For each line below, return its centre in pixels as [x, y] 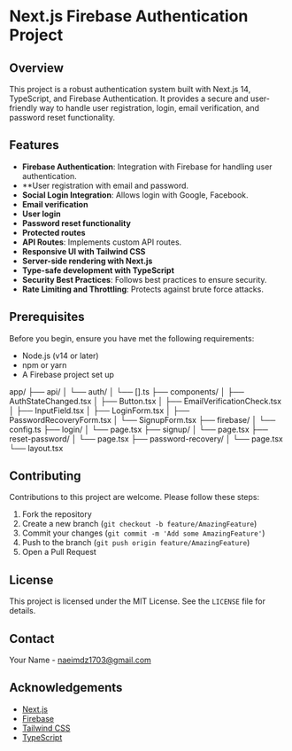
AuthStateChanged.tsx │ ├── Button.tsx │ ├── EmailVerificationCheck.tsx [145, 401]
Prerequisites [47, 317]
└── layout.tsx [36, 448]
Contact [32, 639]
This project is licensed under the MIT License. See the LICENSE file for [137, 601]
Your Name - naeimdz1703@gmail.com [81, 660]
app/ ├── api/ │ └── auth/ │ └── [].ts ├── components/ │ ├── [127, 391]
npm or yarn [44, 364]
